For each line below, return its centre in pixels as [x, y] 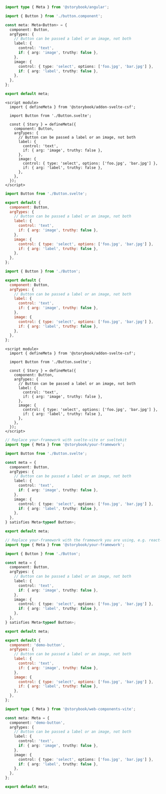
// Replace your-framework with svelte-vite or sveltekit [66, 440]
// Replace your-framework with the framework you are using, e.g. [76, 540]
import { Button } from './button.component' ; [54, 16]
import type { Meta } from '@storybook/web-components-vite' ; [70, 709]
